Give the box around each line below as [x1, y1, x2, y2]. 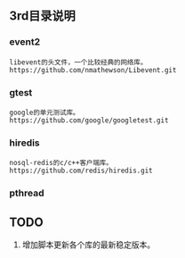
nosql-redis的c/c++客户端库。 [9, 159, 113, 168]
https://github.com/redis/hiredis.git [9, 166, 153, 176]
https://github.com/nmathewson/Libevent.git [9, 65, 177, 74]
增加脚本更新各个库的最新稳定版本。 [21, 239, 156, 250]
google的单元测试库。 [9, 108, 80, 117]
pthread [9, 187, 44, 199]
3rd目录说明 [9, 8, 76, 24]
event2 [9, 36, 41, 48]
